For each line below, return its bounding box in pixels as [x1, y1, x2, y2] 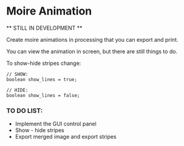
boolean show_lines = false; [6, 92, 80, 98]
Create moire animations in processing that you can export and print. [6, 36, 179, 43]
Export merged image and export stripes [15, 133, 117, 141]
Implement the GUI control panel [15, 120, 97, 128]
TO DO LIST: [6, 106, 43, 114]
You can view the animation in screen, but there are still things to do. [6, 47, 178, 55]
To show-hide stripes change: [6, 59, 81, 67]
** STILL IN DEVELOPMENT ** [6, 24, 83, 32]
